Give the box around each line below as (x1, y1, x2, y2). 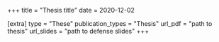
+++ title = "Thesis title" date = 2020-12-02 (7, 6, 135, 14)
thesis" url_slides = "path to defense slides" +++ (7, 27, 150, 35)
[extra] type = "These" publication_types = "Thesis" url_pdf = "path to (7, 20, 213, 27)
